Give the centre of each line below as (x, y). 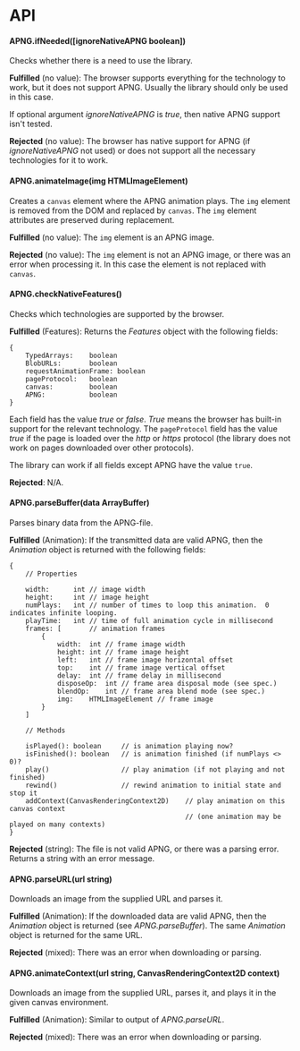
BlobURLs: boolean (71, 363)
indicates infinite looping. (63, 613)
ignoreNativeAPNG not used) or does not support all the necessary (133, 151)
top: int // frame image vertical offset (141, 668)
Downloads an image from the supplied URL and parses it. (116, 899)
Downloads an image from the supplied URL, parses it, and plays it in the (143, 993)
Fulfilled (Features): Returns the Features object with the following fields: (144, 331)
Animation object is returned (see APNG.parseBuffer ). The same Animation (147, 926)
